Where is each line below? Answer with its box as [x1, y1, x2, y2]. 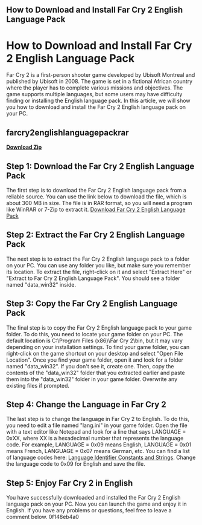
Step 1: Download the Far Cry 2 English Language [6, 161, 195, 171]
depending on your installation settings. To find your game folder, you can [6, 343, 190, 350]
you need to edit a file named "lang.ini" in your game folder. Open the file [6, 422, 188, 429]
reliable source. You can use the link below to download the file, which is [6, 193, 187, 200]
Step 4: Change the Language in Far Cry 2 [6, 399, 167, 409]
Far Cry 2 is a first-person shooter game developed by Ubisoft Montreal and [6, 71, 195, 79]
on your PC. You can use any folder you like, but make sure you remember [6, 261, 191, 269]
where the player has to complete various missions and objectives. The [6, 84, 183, 91]
